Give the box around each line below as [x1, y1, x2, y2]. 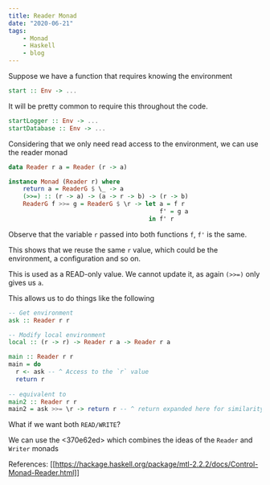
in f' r [148, 215, 174, 223]
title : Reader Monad [8, 11, 78, 20]
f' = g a [159, 208, 189, 216]
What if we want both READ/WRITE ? [8, 420, 121, 430]
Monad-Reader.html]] [8, 468, 80, 478]
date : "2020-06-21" [8, 19, 74, 27]
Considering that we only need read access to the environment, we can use [8, 138, 259, 149]
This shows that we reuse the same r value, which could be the [8, 245, 219, 254]
